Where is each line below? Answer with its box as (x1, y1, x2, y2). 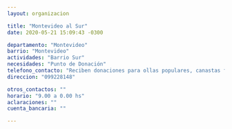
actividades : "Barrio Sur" (7, 54, 85, 61)
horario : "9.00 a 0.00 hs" (7, 92, 85, 99)
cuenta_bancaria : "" (7, 105, 67, 112)
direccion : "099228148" (7, 73, 76, 80)
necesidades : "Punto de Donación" (7, 61, 107, 68)
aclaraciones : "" (7, 99, 57, 106)
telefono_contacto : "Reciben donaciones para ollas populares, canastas (7, 67, 221, 74)
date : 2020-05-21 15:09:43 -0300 (7, 29, 104, 36)
